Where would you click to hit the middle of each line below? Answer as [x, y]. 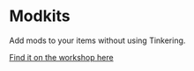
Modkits [40, 16]
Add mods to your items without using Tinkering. [97, 40]
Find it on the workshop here [61, 57]
